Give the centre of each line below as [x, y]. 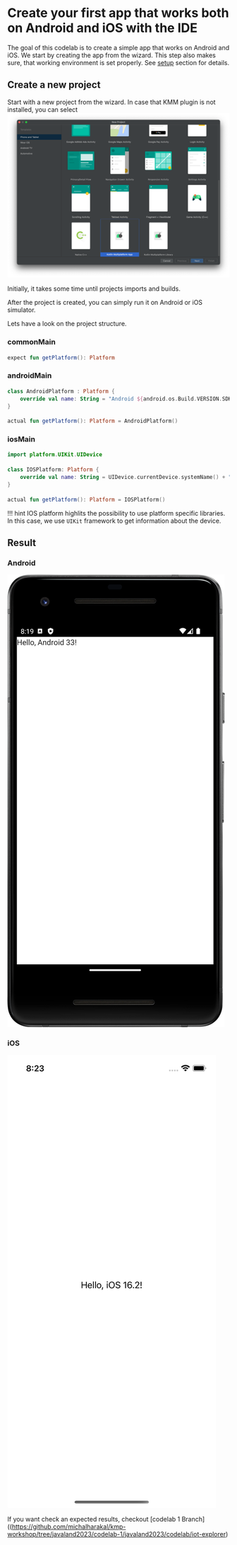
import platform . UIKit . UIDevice [55, 455]
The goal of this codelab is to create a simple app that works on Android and [119, 47]
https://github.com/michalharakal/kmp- [69, 1527]
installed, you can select [43, 109]
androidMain [30, 376]
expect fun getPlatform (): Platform [61, 358]
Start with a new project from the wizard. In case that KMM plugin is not [112, 102]
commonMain [32, 342]
